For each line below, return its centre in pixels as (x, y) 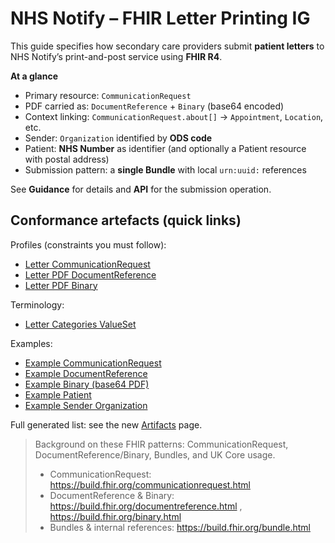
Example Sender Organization (86, 405)
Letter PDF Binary (61, 285)
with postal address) (67, 159)
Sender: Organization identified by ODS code (118, 138)
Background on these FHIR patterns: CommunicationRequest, (161, 444)
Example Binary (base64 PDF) (87, 384)
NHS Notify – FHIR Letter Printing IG (160, 18)
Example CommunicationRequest (93, 363)
